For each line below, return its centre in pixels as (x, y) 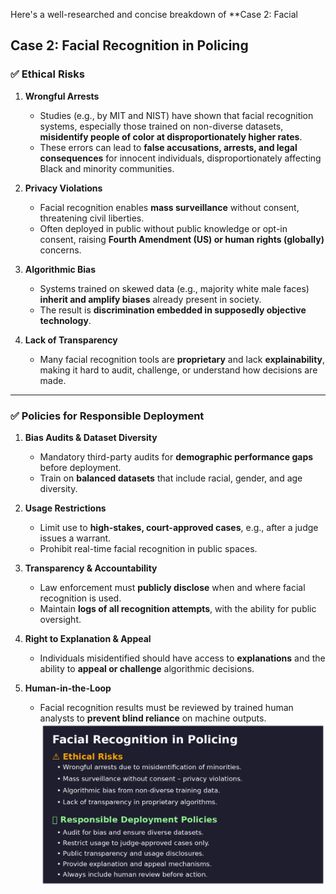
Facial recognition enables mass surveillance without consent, (169, 207)
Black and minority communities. (107, 168)
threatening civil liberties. (92, 218)
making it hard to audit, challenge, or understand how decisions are (178, 370)
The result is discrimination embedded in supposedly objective (173, 310)
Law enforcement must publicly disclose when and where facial (172, 587)
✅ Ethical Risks (47, 74)
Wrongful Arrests (62, 96)
